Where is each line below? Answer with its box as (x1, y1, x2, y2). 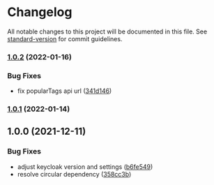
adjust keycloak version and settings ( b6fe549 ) (17, 162, 153, 171)
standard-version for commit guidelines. (7, 34, 123, 43)
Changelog (7, 4, 72, 20)
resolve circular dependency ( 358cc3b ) (17, 170, 132, 178)
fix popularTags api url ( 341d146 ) (17, 87, 112, 95)
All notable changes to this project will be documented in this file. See (7, 27, 208, 36)
